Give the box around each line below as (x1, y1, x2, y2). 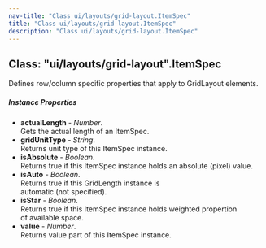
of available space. (20, 213, 84, 223)
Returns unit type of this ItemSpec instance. (20, 144, 168, 154)
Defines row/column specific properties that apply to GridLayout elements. (8, 79, 259, 89)
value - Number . (20, 221, 76, 232)
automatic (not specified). (20, 187, 107, 197)
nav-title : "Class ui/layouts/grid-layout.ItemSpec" (8, 11, 191, 20)
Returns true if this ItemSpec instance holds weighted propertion (20, 204, 238, 214)
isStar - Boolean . (20, 196, 79, 206)
